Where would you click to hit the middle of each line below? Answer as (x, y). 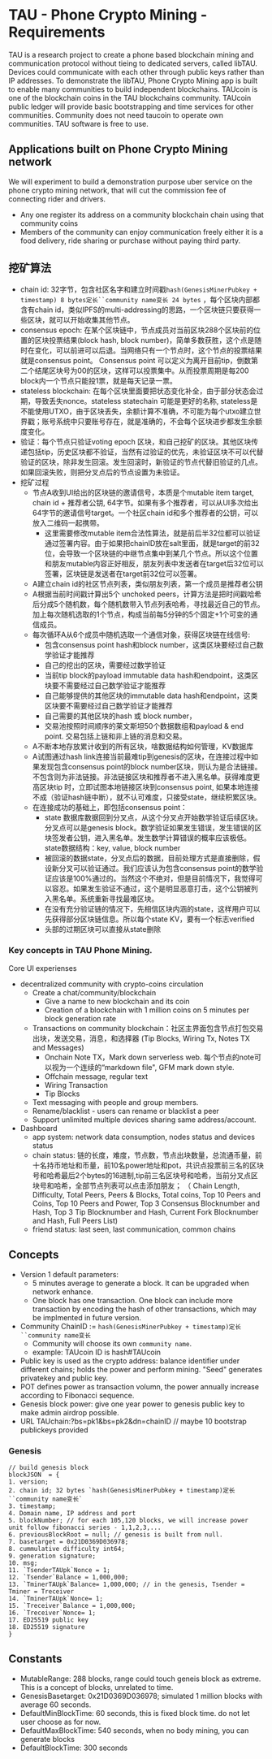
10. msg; (23, 1563)
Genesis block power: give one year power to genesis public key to (132, 1404)
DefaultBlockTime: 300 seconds (74, 1748)
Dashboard (39, 1128)
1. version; (28, 1482)
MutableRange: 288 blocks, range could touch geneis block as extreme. (140, 1679)
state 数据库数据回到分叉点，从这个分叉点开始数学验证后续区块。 (153, 817)
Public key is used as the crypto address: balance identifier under (130, 1360)
